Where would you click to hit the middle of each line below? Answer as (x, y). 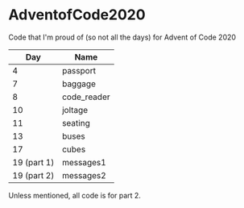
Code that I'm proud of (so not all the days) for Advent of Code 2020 (122, 37)
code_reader (86, 97)
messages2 (84, 175)
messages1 (84, 162)
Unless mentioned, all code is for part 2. (74, 195)
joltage (75, 110)
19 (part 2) (33, 175)
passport (79, 70)
